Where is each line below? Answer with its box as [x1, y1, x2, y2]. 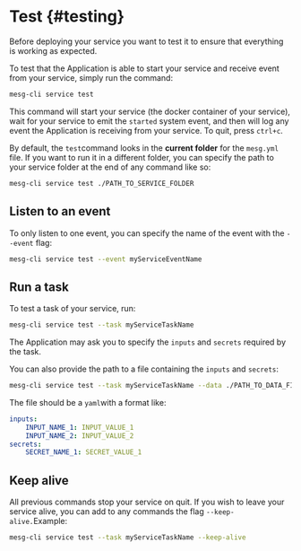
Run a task [9, 279, 70, 294]
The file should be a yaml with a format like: [9, 397, 167, 407]
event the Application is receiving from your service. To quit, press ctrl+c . [9, 125, 284, 136]
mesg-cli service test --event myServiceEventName [9, 254, 202, 264]
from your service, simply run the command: [9, 72, 173, 83]
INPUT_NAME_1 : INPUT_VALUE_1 [25, 423, 134, 432]
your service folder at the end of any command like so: [9, 162, 211, 172]
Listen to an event [9, 204, 111, 219]
